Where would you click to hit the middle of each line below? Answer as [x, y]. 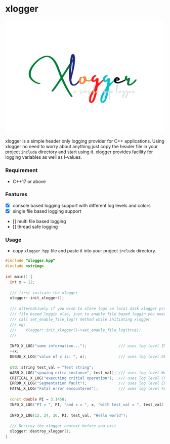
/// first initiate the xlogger [44, 293]
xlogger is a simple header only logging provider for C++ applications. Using [85, 141]
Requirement [22, 170]
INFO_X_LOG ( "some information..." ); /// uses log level [84, 346]
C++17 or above [29, 181]
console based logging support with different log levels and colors [81, 205]
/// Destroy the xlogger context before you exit [63, 426]
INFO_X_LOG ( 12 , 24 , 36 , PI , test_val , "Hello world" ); [69, 415]
